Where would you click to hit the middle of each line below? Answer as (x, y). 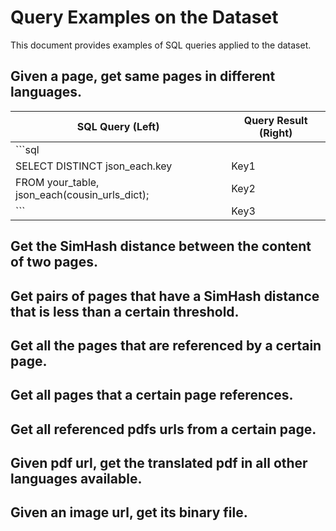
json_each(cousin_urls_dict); (82, 194)
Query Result (275, 120)
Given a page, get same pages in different (143, 76)
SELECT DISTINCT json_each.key (94, 166)
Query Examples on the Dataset (144, 17)
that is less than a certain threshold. (125, 311)
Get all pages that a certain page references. (152, 395)
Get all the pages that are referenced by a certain (166, 345)
